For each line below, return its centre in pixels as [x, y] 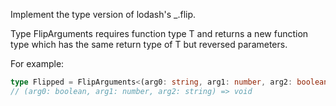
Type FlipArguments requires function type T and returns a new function [159, 33]
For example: [37, 63]
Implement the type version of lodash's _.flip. [103, 14]
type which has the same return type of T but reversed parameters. [149, 44]
